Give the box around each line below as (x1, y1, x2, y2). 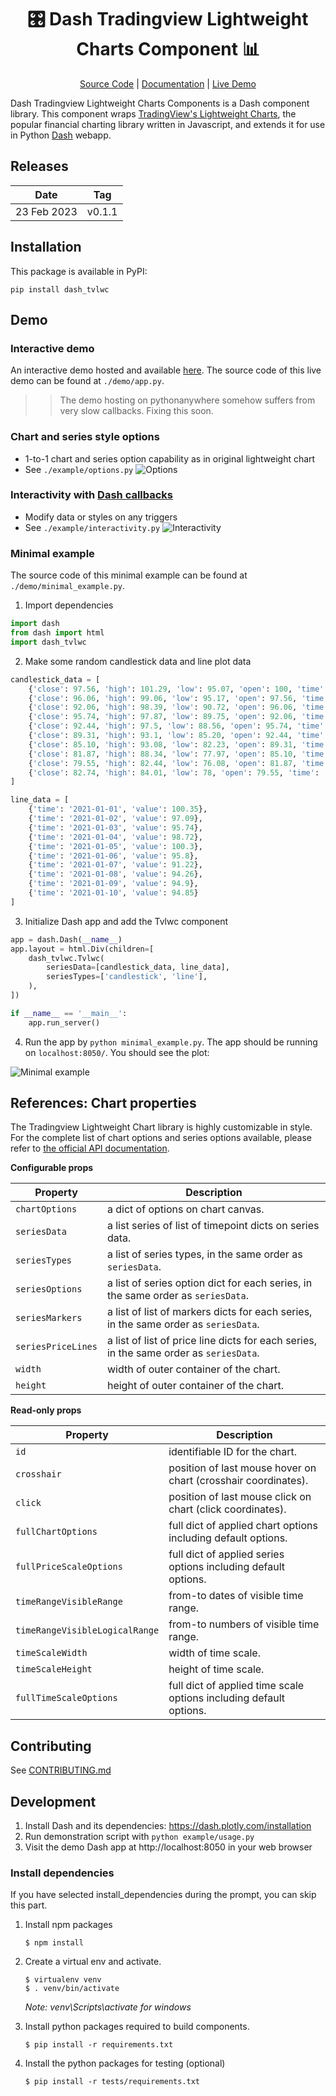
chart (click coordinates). (168, 1502, 287, 1516)
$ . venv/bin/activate (24, 1984, 120, 1994)
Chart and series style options (10, 430, 160, 444)
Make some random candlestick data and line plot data (24, 655, 252, 667)
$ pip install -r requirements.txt (24, 2040, 174, 2050)
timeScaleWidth (15, 1647, 88, 1659)
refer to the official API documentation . (10, 1142, 170, 1155)
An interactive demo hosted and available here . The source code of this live (10, 364, 322, 376)
